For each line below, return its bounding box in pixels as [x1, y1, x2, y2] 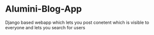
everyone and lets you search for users [5, 24, 85, 30]
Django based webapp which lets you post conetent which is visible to [5, 19, 150, 25]
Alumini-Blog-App [5, 3, 82, 15]
